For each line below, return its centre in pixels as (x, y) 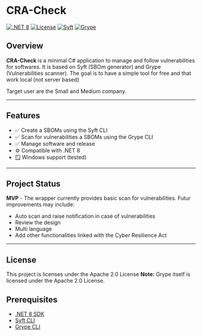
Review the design (38, 223)
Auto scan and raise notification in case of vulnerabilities (85, 216)
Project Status (34, 184)
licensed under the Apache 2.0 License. (56, 281)
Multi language (33, 229)
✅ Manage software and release (55, 143)
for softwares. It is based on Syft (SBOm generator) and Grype (84, 67)
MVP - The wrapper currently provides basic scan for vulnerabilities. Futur (99, 198)
